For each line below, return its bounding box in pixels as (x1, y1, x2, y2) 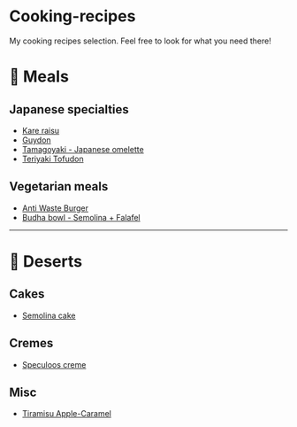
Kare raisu (21, 125, 60, 136)
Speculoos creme (21, 359, 87, 369)
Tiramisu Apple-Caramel (21, 408, 112, 419)
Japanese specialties (9, 102, 130, 117)
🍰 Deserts (9, 251, 82, 271)
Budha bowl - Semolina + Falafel (21, 212, 141, 222)
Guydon (21, 135, 51, 145)
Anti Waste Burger (21, 202, 89, 213)
